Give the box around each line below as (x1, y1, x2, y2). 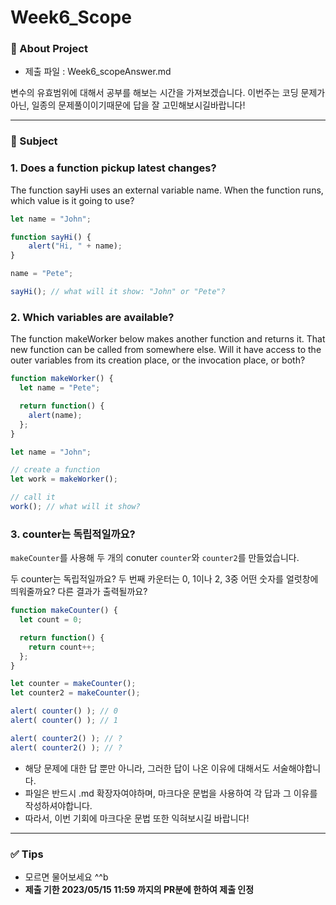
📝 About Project (10, 42, 88, 56)
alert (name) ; (28, 410, 83, 420)
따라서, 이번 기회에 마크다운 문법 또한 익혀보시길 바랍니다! (24, 812, 250, 824)
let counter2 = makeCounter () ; (10, 688, 141, 698)
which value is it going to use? (10, 194, 135, 206)
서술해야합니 (271, 762, 322, 774)
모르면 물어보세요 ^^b (24, 871, 109, 883)
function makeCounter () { (10, 606, 118, 616)
